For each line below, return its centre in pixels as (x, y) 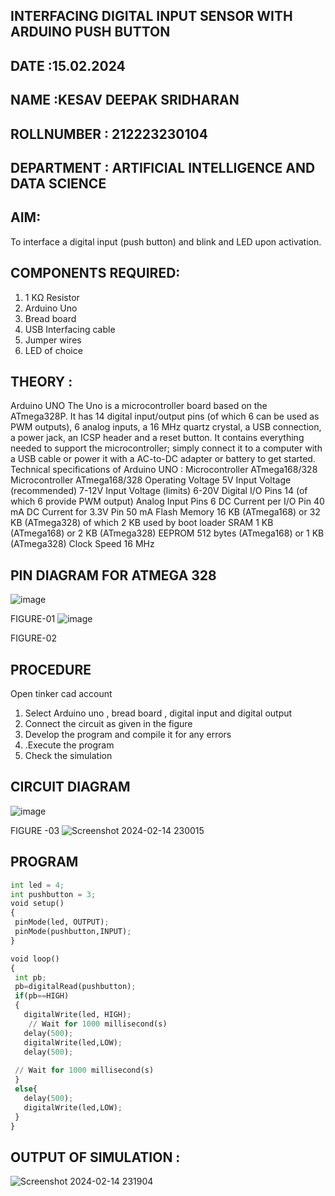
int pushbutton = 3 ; (53, 894)
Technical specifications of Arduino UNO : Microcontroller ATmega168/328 (164, 470)
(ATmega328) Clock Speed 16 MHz (82, 544)
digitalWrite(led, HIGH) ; (77, 1015)
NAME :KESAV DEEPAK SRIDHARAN (125, 100)
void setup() (37, 904)
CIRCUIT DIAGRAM (70, 787)
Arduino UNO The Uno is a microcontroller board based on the (139, 406)
